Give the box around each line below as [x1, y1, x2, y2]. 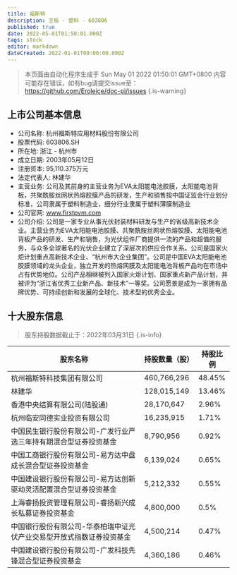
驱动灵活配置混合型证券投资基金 [11, 484, 118, 494]
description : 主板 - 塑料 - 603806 [7, 17, 108, 24]
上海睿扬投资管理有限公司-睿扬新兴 [11, 497, 129, 507]
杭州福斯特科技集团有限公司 [11, 373, 104, 383]
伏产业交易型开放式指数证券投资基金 [11, 532, 132, 542]
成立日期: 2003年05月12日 [17, 155, 94, 164]
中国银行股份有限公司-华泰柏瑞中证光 [11, 521, 136, 531]
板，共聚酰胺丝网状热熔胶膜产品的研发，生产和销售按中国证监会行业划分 [17, 190, 228, 199]
